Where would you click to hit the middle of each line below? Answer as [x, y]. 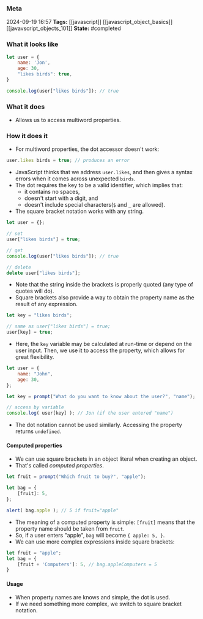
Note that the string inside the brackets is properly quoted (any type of [104, 285]
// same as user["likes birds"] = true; [59, 326]
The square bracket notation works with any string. [79, 211]
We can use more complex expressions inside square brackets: [95, 542]
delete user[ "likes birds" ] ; [43, 273]
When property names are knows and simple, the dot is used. [93, 598]
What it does [26, 107]
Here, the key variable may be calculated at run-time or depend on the [104, 344]
